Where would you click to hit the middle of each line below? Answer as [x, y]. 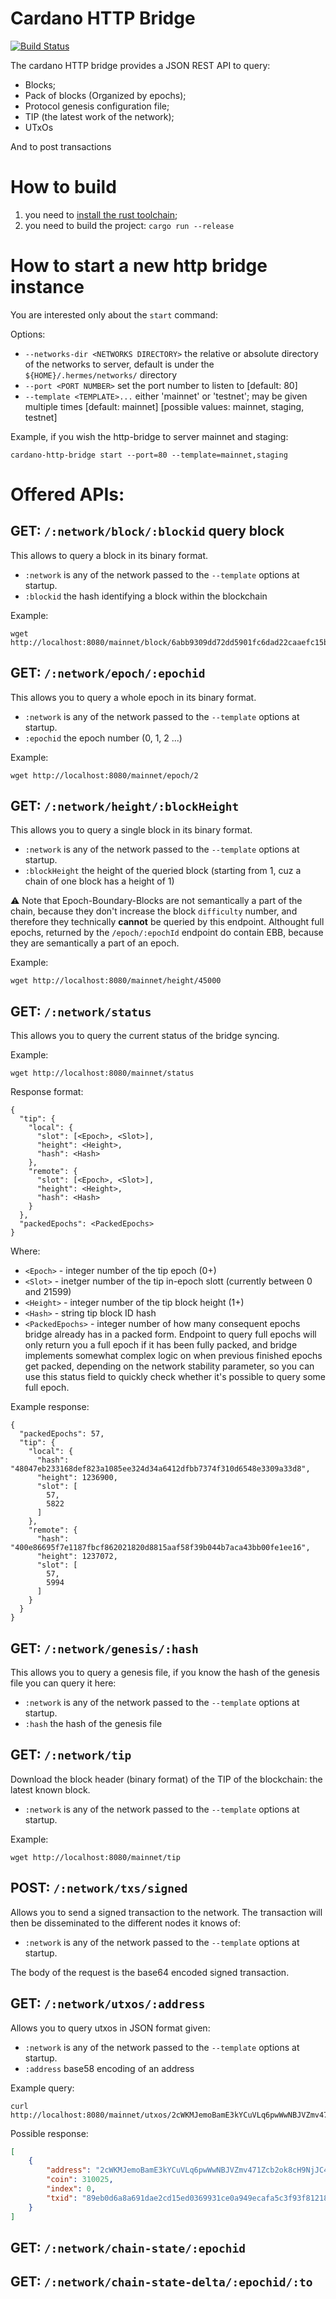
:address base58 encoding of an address [109, 2068]
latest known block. [50, 1789]
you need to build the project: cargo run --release [129, 225]
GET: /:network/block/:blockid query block [147, 531]
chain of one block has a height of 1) [99, 881]
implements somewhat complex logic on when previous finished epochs [173, 1356]
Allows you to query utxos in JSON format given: [110, 2028]
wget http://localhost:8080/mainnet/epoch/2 [104, 775]
